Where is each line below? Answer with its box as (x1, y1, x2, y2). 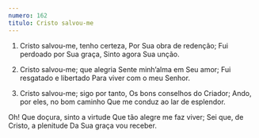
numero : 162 (8, 11, 48, 20)
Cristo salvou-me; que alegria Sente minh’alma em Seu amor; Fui (19, 64, 231, 74)
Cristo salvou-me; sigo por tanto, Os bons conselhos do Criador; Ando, (19, 88, 252, 98)
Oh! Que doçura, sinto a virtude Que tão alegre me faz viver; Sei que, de (8, 112, 244, 121)
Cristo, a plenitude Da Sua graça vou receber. (8, 121, 157, 130)
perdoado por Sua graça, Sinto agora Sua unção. (19, 49, 180, 59)
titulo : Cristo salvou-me (8, 19, 93, 27)
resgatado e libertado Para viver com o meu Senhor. (19, 73, 190, 82)
